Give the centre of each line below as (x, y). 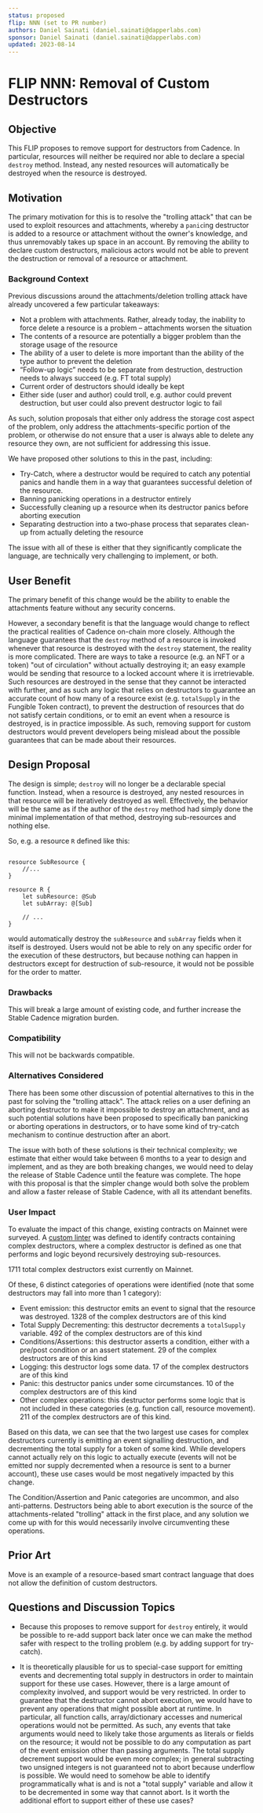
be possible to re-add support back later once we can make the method (136, 1635)
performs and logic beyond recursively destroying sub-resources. (115, 1254)
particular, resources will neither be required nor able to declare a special (126, 156)
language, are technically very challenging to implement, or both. (113, 556)
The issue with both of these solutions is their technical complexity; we (123, 1149)
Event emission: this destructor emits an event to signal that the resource (137, 1308)
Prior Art (29, 1556)
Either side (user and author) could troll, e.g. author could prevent (126, 395)
